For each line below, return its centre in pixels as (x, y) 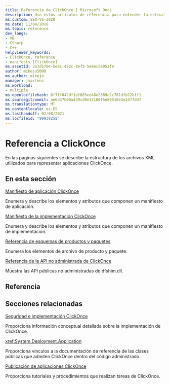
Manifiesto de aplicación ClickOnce (42, 191)
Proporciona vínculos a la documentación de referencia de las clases (77, 351)
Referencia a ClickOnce (56, 143)
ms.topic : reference (27, 29)
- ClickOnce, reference (30, 57)
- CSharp (14, 43)
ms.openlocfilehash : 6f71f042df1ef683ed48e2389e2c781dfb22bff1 (73, 95)
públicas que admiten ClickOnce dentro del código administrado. (73, 356)
